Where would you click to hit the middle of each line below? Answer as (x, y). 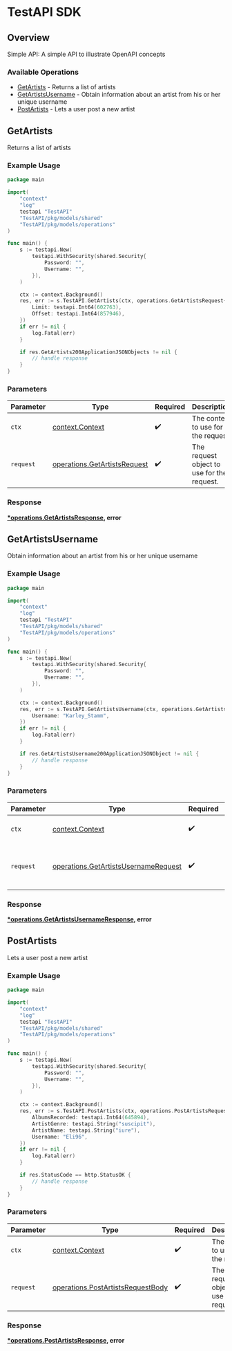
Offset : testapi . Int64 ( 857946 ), (79, 314)
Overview (29, 38)
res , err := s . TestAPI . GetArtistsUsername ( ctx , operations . (108, 709)
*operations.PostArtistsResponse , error (66, 1341)
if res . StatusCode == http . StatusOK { (75, 1175)
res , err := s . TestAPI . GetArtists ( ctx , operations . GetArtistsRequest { (123, 301)
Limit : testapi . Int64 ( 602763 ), (77, 307)
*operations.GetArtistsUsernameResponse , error (79, 919)
